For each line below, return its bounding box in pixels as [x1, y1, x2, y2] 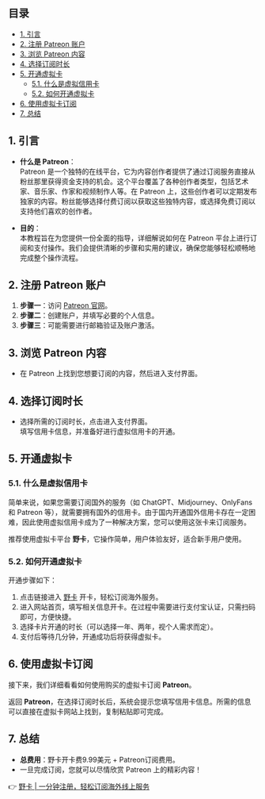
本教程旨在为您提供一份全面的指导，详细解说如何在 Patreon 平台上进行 [19, 232, 251, 243]
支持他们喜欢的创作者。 [19, 206, 97, 216]
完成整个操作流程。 [19, 252, 83, 263]
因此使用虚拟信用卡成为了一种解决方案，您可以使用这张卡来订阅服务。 [21, 517, 251, 527]
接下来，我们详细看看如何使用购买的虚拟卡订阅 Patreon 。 [8, 680, 196, 690]
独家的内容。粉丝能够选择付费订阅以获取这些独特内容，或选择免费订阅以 [19, 196, 256, 206]
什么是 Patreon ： [19, 156, 77, 166]
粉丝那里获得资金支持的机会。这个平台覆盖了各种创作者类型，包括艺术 [19, 176, 249, 186]
